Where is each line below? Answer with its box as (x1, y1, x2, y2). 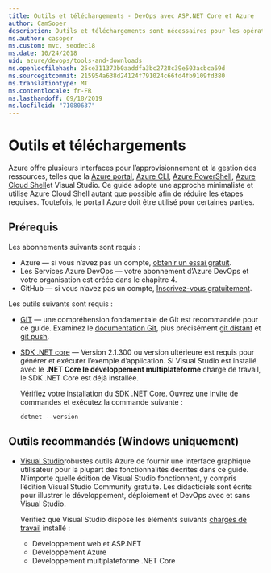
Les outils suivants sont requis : (8, 299, 113, 309)
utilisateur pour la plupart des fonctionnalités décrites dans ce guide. (19, 464, 249, 474)
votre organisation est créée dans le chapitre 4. (19, 275, 177, 284)
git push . (19, 331, 50, 341)
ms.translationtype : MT (8, 79, 89, 87)
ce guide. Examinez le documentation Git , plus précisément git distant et (19, 323, 261, 333)
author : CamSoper (8, 19, 67, 27)
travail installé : (19, 523, 71, 533)
